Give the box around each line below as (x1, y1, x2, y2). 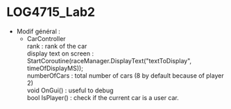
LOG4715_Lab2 (6, 4, 95, 20)
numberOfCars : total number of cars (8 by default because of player (26, 71, 224, 80)
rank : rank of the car (26, 42, 87, 50)
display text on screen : (26, 49, 94, 58)
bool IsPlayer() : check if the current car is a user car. (26, 93, 180, 101)
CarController (26, 34, 67, 42)
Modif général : (16, 27, 60, 35)
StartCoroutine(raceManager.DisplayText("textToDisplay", (26, 56, 192, 65)
